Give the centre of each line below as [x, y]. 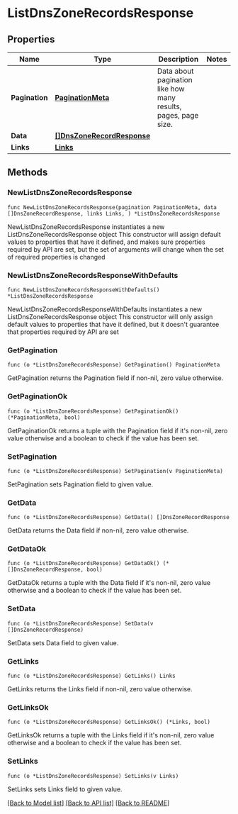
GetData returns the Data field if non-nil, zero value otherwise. [98, 530]
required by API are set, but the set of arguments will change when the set [116, 249]
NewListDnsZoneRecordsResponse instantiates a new [86, 227]
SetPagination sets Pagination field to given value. [80, 484]
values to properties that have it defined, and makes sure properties [106, 242]
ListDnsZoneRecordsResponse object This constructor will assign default [114, 234]
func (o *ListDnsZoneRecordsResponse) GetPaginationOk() [93, 411]
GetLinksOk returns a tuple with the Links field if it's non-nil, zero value [111, 735]
